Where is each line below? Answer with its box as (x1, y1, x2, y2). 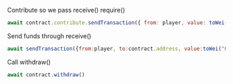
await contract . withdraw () (7, 71, 85, 78)
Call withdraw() (7, 58, 51, 66)
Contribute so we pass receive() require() (7, 6, 126, 14)
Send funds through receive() (7, 31, 92, 40)
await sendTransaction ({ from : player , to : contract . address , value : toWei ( (7, 45, 222, 52)
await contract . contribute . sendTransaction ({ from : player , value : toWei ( (7, 19, 228, 26)
